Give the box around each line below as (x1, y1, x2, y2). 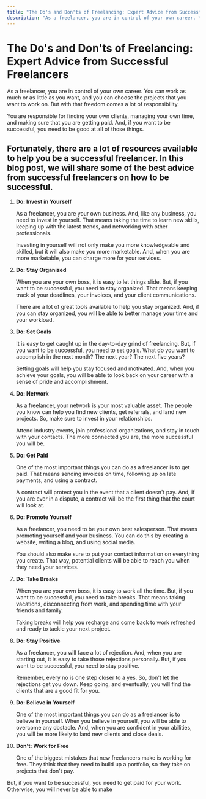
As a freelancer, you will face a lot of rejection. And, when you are (15, 649, 182, 657)
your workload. (15, 316, 54, 324)
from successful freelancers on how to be (7, 172, 170, 182)
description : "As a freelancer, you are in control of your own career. (7, 15, 196, 21)
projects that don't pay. (15, 767, 75, 774)
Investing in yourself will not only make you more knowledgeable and (15, 241, 190, 249)
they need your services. (15, 563, 79, 571)
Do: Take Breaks (15, 575, 59, 583)
